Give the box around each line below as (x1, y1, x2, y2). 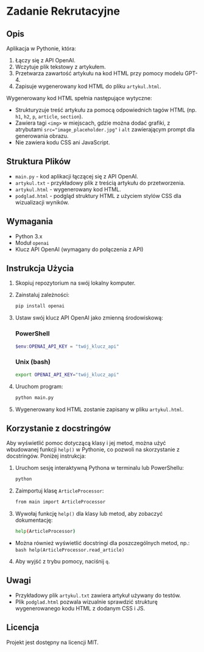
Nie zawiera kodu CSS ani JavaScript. (15, 139, 110, 146)
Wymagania (6, 216, 54, 227)
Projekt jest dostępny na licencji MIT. (6, 639, 99, 646)
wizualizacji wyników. (15, 199, 69, 206)
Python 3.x (15, 232, 43, 240)
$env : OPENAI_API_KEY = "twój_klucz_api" (15, 343, 119, 350)
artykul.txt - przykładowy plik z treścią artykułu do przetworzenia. (15, 179, 186, 186)
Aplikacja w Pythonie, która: (6, 45, 76, 52)
